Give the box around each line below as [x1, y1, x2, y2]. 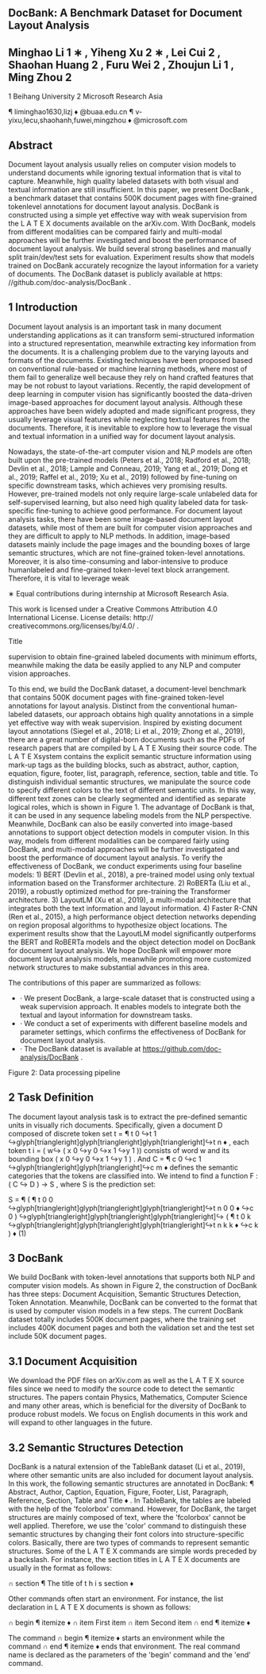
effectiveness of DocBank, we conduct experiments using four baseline [8, 861, 242, 870]
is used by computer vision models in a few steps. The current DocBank [8, 1306, 244, 1316]
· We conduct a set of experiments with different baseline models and [19, 1018, 248, 1028]
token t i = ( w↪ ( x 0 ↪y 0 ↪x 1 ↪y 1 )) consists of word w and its [8, 1145, 230, 1155]
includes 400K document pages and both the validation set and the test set [8, 1323, 255, 1333]
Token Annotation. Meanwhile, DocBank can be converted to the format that [8, 1298, 257, 1307]
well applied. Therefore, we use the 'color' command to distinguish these [8, 1521, 247, 1531]
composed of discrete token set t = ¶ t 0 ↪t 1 [8, 1128, 157, 1138]
